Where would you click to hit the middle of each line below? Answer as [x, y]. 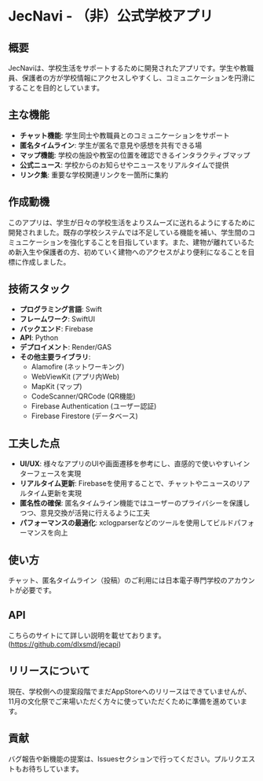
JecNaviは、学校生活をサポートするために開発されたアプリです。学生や [124, 68]
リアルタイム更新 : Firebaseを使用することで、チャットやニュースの [128, 483]
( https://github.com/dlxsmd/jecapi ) [65, 644]
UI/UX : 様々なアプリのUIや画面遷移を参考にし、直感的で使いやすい [128, 464]
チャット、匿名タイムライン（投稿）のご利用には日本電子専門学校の [118, 580]
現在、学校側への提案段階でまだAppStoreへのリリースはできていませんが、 [130, 691]
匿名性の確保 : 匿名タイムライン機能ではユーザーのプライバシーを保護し [135, 503]
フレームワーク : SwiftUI [57, 319]
